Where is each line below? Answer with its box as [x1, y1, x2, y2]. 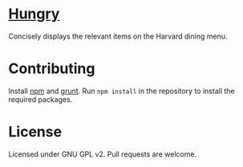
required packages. [8, 94, 73, 104]
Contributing [8, 59, 95, 78]
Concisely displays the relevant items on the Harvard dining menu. [8, 31, 228, 41]
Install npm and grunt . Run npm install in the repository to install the [8, 86, 235, 96]
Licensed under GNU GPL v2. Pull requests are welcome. [8, 149, 197, 159]
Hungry [8, 5, 60, 23]
